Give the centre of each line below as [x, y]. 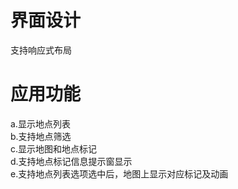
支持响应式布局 [41, 50]
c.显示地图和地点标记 [54, 148]
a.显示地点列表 [40, 123]
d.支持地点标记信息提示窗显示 [71, 161]
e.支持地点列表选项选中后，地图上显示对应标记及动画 [119, 173]
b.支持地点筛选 [41, 136]
